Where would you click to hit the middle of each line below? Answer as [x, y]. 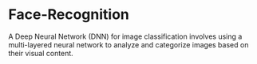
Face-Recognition [69, 15]
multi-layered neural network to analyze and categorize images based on [128, 44]
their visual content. [41, 53]
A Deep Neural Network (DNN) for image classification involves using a [125, 36]
